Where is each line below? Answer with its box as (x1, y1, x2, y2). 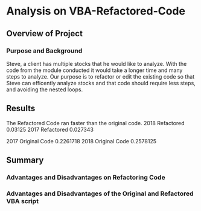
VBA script (6, 196, 39, 205)
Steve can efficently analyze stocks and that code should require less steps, (6, 79, 196, 86)
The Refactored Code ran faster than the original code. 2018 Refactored (6, 119, 185, 126)
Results (6, 103, 36, 114)
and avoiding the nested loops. (6, 86, 83, 93)
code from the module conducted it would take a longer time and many (6, 67, 183, 74)
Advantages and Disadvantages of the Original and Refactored (6, 189, 194, 198)
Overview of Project (6, 28, 83, 39)
